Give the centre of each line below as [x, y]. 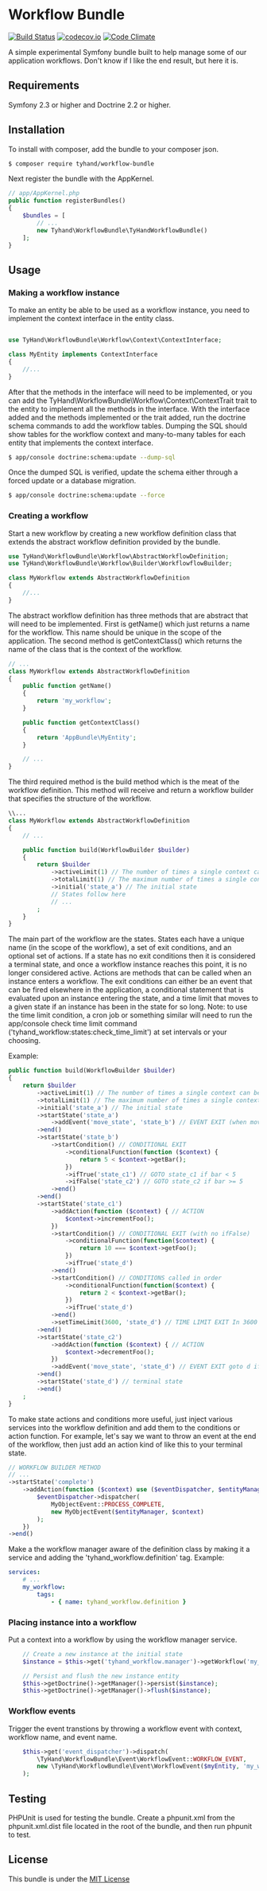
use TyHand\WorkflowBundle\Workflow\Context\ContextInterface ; [115, 340]
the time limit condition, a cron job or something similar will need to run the [130, 1015]
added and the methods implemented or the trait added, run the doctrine [127, 417]
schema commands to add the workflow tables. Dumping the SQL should [128, 426]
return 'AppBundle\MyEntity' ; [87, 737]
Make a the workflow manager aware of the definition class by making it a [129, 1549]
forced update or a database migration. [72, 481]
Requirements [44, 86]
